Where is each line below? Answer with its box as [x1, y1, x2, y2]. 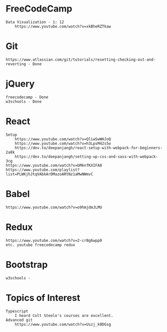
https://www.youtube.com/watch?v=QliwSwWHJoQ [14, 136, 111, 142]
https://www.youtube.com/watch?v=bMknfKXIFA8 [5, 163, 102, 168]
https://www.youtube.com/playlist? [5, 167, 80, 172]
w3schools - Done [5, 99, 42, 104]
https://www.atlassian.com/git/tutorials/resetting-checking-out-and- [5, 57, 156, 62]
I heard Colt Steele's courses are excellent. [14, 313, 113, 318]
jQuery [5, 78, 35, 90]
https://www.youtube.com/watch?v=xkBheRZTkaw [14, 24, 111, 29]
